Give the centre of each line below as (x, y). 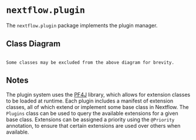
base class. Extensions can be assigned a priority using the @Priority (90, 119)
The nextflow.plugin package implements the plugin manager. (82, 25)
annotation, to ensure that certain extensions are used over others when (93, 125)
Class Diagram (33, 44)
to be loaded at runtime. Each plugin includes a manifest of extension (90, 101)
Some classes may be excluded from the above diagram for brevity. (90, 62)
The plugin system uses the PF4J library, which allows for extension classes (98, 94)
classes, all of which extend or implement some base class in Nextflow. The (97, 107)
